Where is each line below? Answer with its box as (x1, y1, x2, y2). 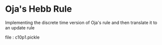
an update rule (5, 24, 35, 30)
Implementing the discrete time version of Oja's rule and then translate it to (5, 20, 158, 25)
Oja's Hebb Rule (5, 3, 73, 15)
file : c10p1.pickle (5, 34, 40, 40)
